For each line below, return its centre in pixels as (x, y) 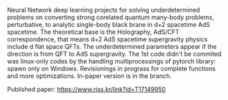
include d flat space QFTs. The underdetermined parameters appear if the (112, 47)
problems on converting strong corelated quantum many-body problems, (111, 17)
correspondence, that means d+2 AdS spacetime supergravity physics (107, 39)
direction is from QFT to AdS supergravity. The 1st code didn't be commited (114, 54)
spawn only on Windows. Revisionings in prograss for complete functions (111, 69)
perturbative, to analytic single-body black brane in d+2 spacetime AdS (108, 24)
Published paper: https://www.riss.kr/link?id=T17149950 (86, 89)
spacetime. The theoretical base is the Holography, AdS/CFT (93, 32)
